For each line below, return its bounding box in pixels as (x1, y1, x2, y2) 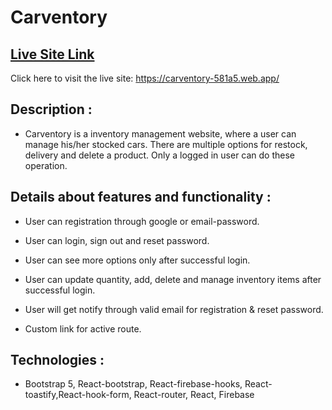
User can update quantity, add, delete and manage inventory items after (24, 273, 322, 285)
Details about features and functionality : (10, 189, 272, 206)
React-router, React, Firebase (133, 389, 255, 401)
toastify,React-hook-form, (24, 389, 132, 401)
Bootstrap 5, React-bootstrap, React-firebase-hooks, (24, 378, 243, 390)
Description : (10, 101, 93, 118)
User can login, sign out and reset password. (24, 234, 210, 246)
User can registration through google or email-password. (24, 215, 260, 227)
